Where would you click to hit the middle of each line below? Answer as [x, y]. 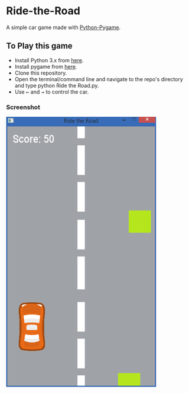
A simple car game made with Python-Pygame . [63, 27]
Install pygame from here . [46, 66]
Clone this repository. [41, 73]
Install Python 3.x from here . [49, 60]
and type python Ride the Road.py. [57, 85]
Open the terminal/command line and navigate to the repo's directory [99, 79]
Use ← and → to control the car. [52, 92]
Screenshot [23, 107]
